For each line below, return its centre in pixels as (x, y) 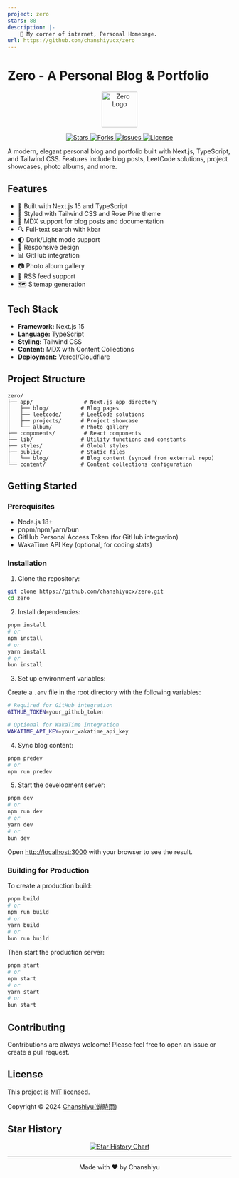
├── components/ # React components (74, 433)
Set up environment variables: (62, 679)
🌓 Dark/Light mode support (59, 239)
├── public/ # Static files (67, 452)
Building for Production (48, 870)
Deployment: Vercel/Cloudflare (64, 357)
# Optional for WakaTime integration (63, 725)
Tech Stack (33, 309)
